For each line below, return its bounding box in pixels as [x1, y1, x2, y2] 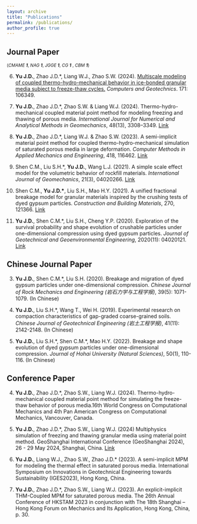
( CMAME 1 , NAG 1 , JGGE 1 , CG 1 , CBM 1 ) [6, 62, 90, 68]
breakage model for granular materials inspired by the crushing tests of [15, 194, 188, 201]
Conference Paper [6, 373, 75, 383]
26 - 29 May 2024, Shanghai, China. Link [15, 444, 115, 451]
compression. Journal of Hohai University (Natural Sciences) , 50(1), [15, 350, 180, 357]
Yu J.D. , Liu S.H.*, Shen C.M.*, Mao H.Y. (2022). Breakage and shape [15, 337, 183, 344]
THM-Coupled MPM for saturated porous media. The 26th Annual [15, 492, 175, 499]
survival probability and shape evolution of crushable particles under [15, 224, 182, 231]
